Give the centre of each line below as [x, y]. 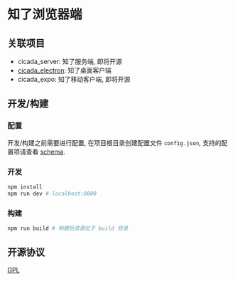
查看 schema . [45, 152]
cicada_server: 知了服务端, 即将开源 [70, 62]
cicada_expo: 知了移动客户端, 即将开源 [74, 79]
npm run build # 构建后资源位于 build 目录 [68, 228]
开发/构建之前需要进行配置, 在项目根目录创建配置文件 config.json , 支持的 [114, 142]
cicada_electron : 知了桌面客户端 [64, 70]
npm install [25, 187]
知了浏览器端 [45, 15]
